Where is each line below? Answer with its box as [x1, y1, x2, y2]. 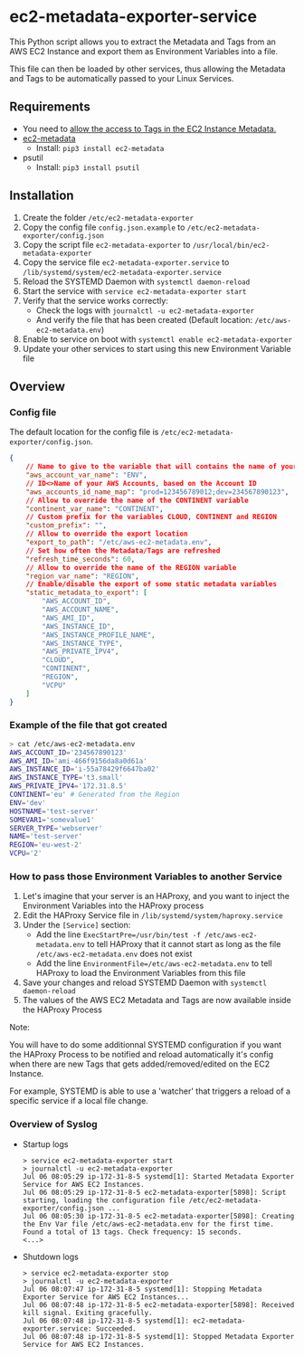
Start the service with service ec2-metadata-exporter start [22, 285, 247, 296]
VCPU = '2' [9, 849, 43, 858]
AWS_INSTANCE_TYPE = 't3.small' [9, 773, 124, 782]
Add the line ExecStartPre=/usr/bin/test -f [35, 929, 202, 940]
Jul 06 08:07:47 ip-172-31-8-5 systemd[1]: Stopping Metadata [22, 1285, 262, 1294]
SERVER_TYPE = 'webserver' [9, 823, 103, 833]
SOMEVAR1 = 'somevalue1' [9, 815, 95, 824]
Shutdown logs [22, 1251, 79, 1262]
